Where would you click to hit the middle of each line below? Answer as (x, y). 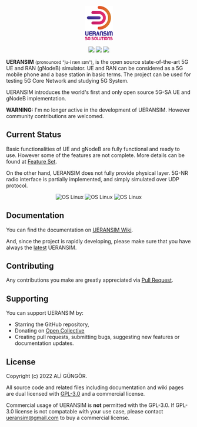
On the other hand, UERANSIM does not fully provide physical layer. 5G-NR (97, 173)
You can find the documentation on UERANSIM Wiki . (70, 230)
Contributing (30, 266)
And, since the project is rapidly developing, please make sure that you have (98, 241)
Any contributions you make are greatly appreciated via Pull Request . (90, 280)
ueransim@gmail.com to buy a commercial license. (68, 418)
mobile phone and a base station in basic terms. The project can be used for (98, 74)
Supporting (27, 299)
